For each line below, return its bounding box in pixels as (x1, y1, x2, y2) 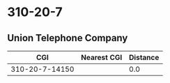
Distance (128, 53, 160, 62)
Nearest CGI (81, 53, 123, 62)
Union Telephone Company (7, 32, 128, 44)
